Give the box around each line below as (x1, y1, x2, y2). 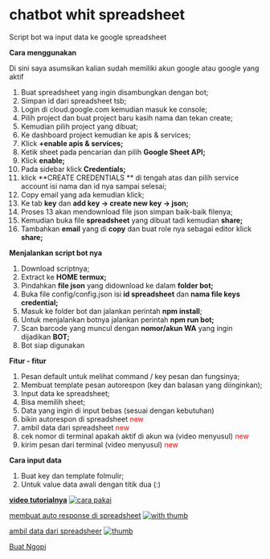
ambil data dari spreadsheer (9, 526, 103, 536)
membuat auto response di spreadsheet (9, 510, 141, 520)
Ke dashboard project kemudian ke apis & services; (20, 130, 191, 140)
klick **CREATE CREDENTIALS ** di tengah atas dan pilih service (20, 173, 239, 182)
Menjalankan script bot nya (9, 247, 103, 258)
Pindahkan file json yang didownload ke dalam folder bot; (20, 280, 214, 290)
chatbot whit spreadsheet (9, 6, 186, 24)
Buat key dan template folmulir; (20, 471, 124, 480)
